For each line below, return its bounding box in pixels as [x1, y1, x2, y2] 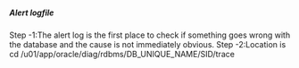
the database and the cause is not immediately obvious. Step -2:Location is [9, 38, 287, 49]
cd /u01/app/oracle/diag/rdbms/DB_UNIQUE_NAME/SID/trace [9, 48, 235, 59]
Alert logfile [9, 7, 54, 18]
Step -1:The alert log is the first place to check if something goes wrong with [9, 30, 291, 40]
